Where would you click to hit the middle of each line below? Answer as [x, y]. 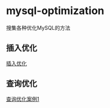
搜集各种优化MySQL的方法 [38, 28]
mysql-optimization [55, 11]
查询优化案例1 [23, 99]
